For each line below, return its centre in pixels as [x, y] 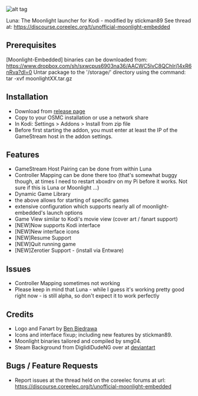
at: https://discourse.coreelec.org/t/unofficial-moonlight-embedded [88, 27]
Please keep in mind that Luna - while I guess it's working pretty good [99, 290]
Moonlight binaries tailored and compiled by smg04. [78, 341]
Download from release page [50, 111]
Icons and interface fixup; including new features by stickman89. [93, 335]
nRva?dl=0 [19, 72]
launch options [65, 213]
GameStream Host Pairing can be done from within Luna [83, 169]
